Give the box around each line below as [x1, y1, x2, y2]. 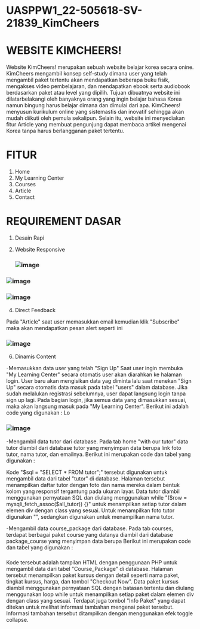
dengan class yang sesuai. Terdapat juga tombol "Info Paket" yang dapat [6, 597, 186, 604]
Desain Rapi [14, 234, 45, 241]
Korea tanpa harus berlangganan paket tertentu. [6, 127, 125, 135]
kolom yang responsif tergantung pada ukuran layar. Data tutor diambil [6, 488, 180, 495]
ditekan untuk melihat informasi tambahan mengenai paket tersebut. [6, 603, 174, 610]
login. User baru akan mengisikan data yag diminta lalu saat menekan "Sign [6, 377, 192, 385]
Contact [14, 193, 35, 201]
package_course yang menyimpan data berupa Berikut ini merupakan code [6, 537, 191, 545]
